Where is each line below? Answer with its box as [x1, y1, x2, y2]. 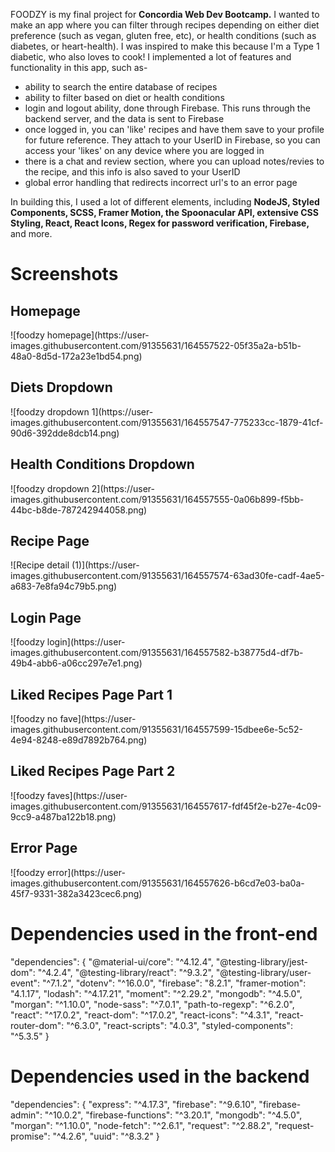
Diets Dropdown [10, 379, 113, 396]
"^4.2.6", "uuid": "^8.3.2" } [52, 1130, 160, 1142]
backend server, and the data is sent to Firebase [24, 113, 225, 124]
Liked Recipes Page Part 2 [10, 763, 176, 780]
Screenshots [10, 263, 119, 286]
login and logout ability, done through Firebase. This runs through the [24, 102, 311, 114]
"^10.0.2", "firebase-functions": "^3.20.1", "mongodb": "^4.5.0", [44, 1109, 303, 1121]
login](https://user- [46, 636, 126, 648]
